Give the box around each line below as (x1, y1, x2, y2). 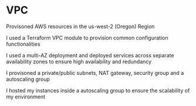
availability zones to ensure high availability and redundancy (6, 58, 152, 65)
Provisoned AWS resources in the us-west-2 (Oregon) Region (6, 23, 155, 30)
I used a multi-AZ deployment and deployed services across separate (6, 52, 174, 59)
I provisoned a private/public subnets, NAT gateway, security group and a (6, 69, 184, 76)
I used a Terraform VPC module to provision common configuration (6, 34, 168, 41)
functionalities (6, 40, 40, 47)
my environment (6, 93, 46, 100)
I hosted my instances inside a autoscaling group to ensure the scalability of (6, 87, 190, 94)
